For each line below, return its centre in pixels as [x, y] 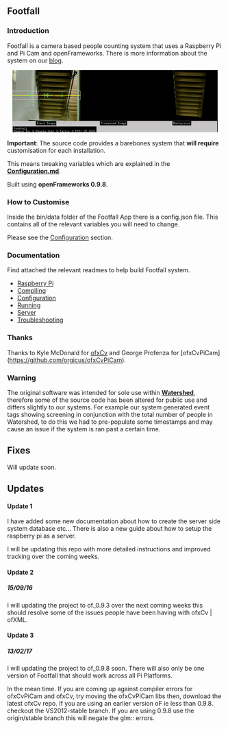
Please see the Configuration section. [60, 237]
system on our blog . [35, 60]
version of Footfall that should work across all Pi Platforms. [90, 676]
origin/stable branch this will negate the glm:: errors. [81, 718]
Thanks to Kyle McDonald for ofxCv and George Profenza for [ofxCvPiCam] [114, 352]
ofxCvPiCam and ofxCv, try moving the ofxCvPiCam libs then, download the [114, 696]
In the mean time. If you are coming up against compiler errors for [100, 689]
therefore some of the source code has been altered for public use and [107, 400]
